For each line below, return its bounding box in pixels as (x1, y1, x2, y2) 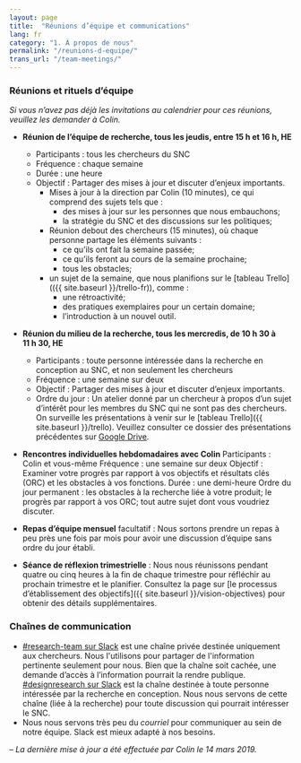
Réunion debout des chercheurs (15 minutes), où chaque (48, 225, 259, 236)
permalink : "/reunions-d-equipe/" (9, 47, 139, 56)
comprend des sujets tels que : (48, 196, 163, 207)
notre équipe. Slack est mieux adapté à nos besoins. (21, 726, 216, 737)
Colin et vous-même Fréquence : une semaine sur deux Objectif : (21, 458, 263, 469)
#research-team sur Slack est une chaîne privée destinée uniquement (21, 640, 280, 651)
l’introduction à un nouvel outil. (62, 311, 176, 322)
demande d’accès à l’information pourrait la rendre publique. (21, 669, 246, 680)
